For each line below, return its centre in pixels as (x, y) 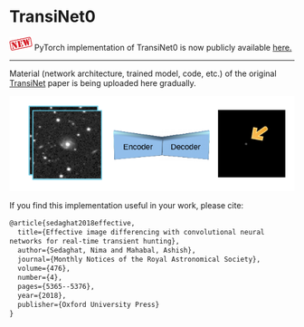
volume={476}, (44, 268)
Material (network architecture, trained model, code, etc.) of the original (143, 73)
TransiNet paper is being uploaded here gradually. (103, 82)
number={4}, (40, 277)
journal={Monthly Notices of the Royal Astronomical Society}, (139, 259)
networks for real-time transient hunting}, (95, 241)
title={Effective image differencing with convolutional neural (141, 232)
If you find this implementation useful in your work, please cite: (127, 205)
